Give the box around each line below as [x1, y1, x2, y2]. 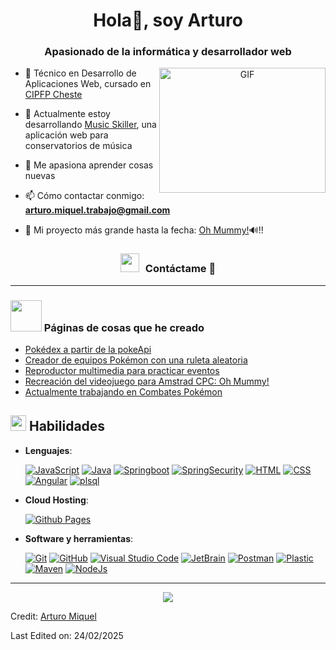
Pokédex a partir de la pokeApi [24, 344, 152, 356]
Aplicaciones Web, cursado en [24, 78, 152, 90]
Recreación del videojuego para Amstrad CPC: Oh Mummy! [24, 375, 270, 388]
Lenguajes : [24, 444, 73, 456]
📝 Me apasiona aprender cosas [24, 159, 154, 171]
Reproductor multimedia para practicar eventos [24, 365, 220, 377]
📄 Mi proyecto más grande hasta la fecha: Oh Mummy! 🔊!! [24, 224, 264, 236]
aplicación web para [24, 129, 109, 141]
